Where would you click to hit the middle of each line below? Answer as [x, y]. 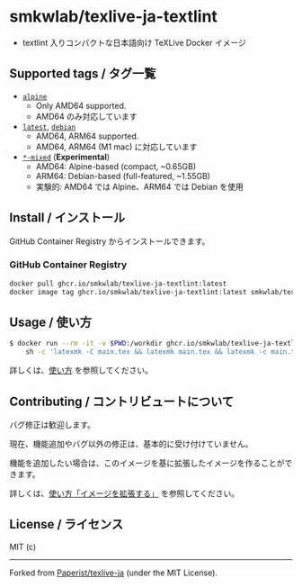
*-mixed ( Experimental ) [66, 157]
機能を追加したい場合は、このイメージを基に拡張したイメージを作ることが [147, 463]
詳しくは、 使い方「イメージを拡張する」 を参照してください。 [124, 493]
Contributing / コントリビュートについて [122, 401]
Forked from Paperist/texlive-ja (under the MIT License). [114, 573]
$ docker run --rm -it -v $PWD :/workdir [86, 344]
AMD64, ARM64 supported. [87, 136]
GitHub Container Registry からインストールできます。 [110, 241]
